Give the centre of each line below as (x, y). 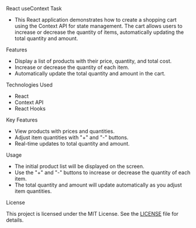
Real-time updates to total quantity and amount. (72, 144)
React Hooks (30, 108)
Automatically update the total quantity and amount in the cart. (90, 73)
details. (15, 220)
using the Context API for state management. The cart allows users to (98, 26)
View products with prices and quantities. (65, 131)
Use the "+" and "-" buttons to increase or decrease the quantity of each (102, 172)
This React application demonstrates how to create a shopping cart (95, 20)
